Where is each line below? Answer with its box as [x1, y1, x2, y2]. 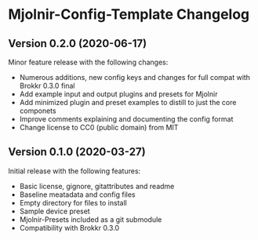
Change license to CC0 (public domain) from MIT [19, 123, 179, 132]
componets [19, 106, 56, 115]
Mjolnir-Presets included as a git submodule [19, 214, 162, 224]
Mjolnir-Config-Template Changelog [8, 5, 250, 24]
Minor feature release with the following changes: [8, 57, 169, 67]
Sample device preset [19, 206, 90, 216]
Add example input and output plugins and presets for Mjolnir [19, 89, 218, 99]
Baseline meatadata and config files [19, 190, 136, 199]
